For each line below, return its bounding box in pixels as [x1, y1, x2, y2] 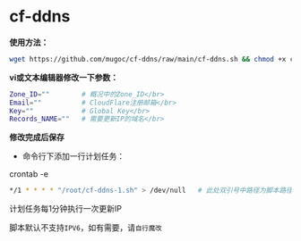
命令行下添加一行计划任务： [21, 151, 125, 162]
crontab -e [9, 169, 49, 179]
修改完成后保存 [9, 132, 64, 143]
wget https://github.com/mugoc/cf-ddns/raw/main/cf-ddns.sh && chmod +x [9, 54, 287, 63]
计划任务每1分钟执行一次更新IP [9, 204, 123, 214]
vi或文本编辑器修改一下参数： [9, 71, 119, 82]
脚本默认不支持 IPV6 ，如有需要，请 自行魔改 [9, 222, 163, 233]
